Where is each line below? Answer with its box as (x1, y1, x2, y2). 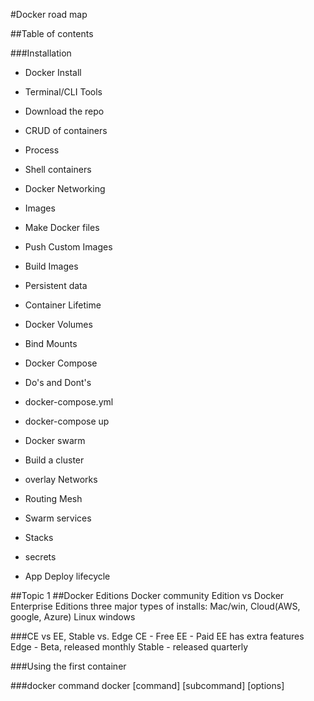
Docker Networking (24, 183, 106, 194)
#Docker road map (10, 9, 88, 20)
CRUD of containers (24, 125, 108, 136)
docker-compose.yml (24, 396, 114, 408)
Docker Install (24, 67, 82, 78)
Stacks (24, 532, 54, 543)
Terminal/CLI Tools (24, 86, 103, 98)
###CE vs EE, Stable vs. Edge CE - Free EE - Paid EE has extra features (10, 630, 305, 642)
